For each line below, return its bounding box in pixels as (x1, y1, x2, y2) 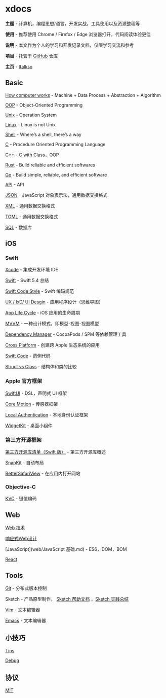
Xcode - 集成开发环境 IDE (5, 267, 58, 273)
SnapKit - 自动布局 (5, 460, 44, 466)
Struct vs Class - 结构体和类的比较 (5, 364, 77, 370)
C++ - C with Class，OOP (5, 152, 59, 158)
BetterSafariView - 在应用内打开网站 (5, 470, 80, 477)
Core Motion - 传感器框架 (5, 401, 58, 407)
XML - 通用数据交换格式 (5, 202, 55, 208)
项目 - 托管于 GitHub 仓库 (5, 53, 58, 59)
